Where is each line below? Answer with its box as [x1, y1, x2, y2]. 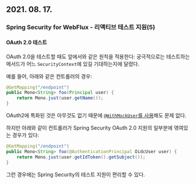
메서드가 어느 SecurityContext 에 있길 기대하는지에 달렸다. [6, 60, 140, 67]
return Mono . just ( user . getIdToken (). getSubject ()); [16, 154, 146, 160]
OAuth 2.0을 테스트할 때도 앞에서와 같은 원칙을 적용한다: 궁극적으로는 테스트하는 [6, 53, 190, 60]
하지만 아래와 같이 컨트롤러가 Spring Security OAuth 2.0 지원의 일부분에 [6, 124, 173, 131]
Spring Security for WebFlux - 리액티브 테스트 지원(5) [6, 23, 156, 32]
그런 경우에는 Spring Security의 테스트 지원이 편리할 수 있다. [6, 171, 146, 178]
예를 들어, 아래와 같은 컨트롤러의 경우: [6, 72, 92, 79]
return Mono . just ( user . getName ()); [16, 95, 104, 101]
